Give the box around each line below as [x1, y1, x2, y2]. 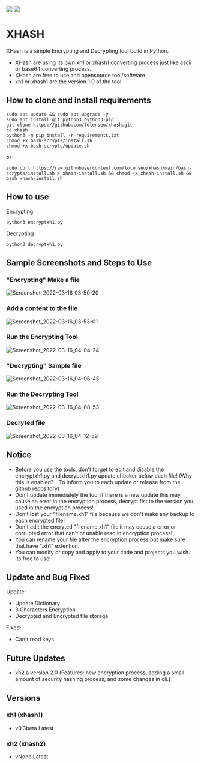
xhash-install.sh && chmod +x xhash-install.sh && [62, 170, 192, 176]
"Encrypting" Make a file [6, 275, 80, 284]
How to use [6, 192, 49, 202]
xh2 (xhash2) [6, 739, 46, 748]
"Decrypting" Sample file [6, 361, 82, 370]
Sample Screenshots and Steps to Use [6, 257, 152, 268]
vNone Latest [14, 753, 49, 760]
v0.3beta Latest [14, 724, 54, 731]
